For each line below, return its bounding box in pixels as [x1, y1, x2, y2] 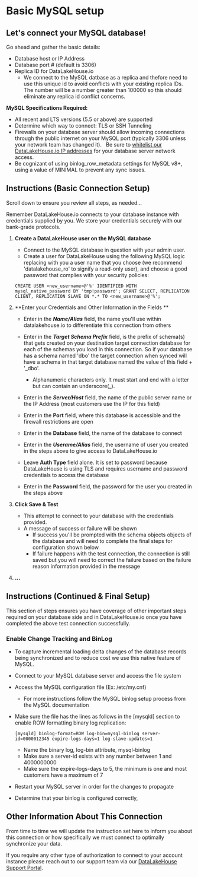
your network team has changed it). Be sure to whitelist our [14, 141, 163, 148]
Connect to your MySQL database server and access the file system [14, 672, 181, 679]
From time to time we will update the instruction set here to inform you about [6, 827, 193, 834]
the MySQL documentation [23, 701, 89, 708]
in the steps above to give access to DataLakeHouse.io [23, 447, 158, 455]
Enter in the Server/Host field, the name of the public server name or [23, 393, 192, 401]
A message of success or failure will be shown [23, 525, 137, 532]
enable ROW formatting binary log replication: [14, 719, 126, 726]
